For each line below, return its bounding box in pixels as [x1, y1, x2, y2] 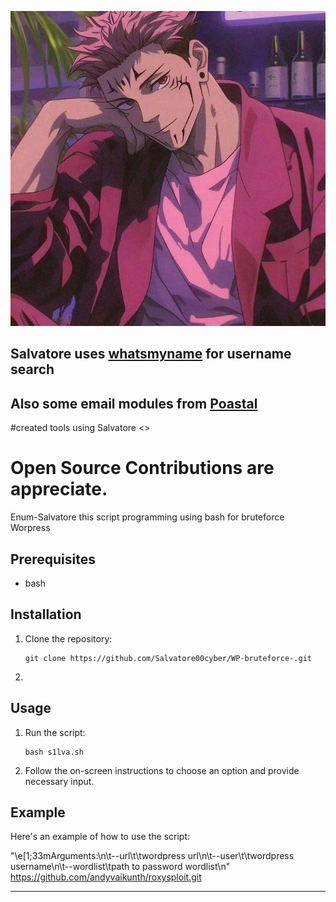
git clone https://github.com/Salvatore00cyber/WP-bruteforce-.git [24, 653, 312, 663]
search [10, 361, 55, 378]
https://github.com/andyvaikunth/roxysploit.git [10, 871, 202, 883]
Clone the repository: [24, 632, 113, 645]
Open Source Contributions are [10, 457, 275, 480]
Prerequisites [10, 551, 96, 568]
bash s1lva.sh [24, 747, 84, 757]
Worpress [10, 522, 51, 534]
